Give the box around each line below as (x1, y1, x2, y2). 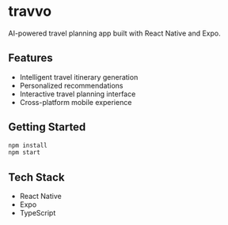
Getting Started (8, 121, 86, 134)
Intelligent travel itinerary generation (19, 72, 139, 81)
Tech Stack (8, 171, 65, 184)
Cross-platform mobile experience (19, 97, 132, 107)
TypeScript (19, 208, 56, 218)
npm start (8, 148, 41, 156)
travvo (8, 2, 52, 21)
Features (8, 51, 53, 65)
